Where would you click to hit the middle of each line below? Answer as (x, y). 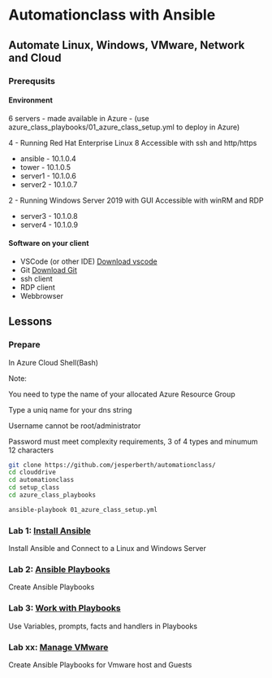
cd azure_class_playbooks (52, 495)
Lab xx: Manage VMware (58, 647)
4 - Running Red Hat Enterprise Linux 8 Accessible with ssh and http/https (133, 142)
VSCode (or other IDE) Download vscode (89, 261)
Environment (30, 100)
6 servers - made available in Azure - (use (79, 118)
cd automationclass (41, 480)
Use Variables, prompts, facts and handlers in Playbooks (103, 626)
